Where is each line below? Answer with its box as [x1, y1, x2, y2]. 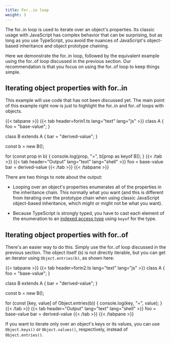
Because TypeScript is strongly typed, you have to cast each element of [12, 210, 165, 217]
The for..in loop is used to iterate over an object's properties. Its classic [5, 26, 155, 32]
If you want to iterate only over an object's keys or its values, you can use [5, 321, 160, 327]
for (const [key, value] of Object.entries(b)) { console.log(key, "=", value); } [5, 300, 162, 306]
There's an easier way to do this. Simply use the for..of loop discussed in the [5, 244, 166, 250]
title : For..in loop [5, 7, 50, 13]
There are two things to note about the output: [5, 174, 103, 180]
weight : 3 [5, 12, 27, 17]
